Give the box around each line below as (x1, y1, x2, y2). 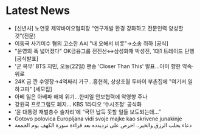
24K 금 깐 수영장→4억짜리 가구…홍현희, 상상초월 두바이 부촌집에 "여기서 (14, 77, 187, 85)
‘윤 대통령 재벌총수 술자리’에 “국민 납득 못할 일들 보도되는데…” (14, 108, 162, 116)
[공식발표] (14, 55, 39, 62)
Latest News (5, 4, 71, 18)
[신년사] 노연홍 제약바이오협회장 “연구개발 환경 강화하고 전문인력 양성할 (14, 24, 184, 32)
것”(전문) (14, 32, 36, 40)
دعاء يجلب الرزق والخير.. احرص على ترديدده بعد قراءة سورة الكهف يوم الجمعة (14, 121, 192, 128)
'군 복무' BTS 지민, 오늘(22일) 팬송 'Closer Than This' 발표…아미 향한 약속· (14, 62, 194, 70)
